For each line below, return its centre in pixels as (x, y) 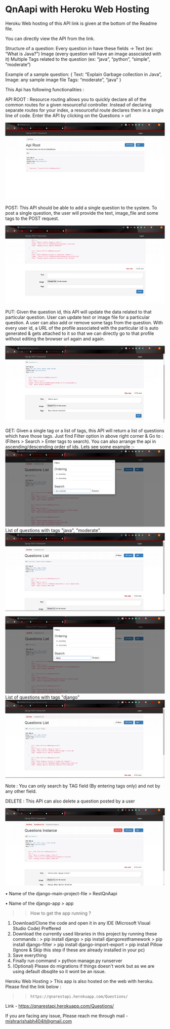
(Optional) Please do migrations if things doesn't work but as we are (83, 966)
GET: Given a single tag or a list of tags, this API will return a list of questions (85, 430)
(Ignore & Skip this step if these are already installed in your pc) (79, 950)
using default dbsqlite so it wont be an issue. (59, 972)
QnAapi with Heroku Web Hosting (77, 9)
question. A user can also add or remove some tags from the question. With (84, 322)
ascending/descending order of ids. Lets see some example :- (70, 446)
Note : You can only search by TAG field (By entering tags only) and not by (83, 786)
